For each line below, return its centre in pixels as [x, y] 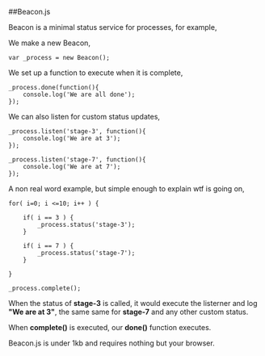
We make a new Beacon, [50, 43]
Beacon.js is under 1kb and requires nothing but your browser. [112, 343]
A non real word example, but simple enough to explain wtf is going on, [126, 188]
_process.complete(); [45, 288]
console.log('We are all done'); [79, 94]
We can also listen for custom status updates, [84, 117]
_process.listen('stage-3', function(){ [78, 132]
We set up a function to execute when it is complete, [96, 73]
